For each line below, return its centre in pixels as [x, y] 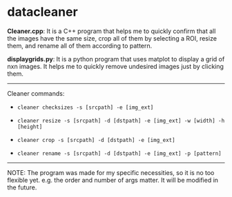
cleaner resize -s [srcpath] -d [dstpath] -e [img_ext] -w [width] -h [121, 121]
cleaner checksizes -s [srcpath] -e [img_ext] [85, 107]
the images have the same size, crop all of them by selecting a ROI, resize [112, 38]
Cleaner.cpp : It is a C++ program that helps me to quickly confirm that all [112, 31]
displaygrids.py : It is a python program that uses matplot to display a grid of [116, 59]
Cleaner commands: [36, 93]
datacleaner [42, 12]
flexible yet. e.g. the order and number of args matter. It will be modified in [113, 180]
